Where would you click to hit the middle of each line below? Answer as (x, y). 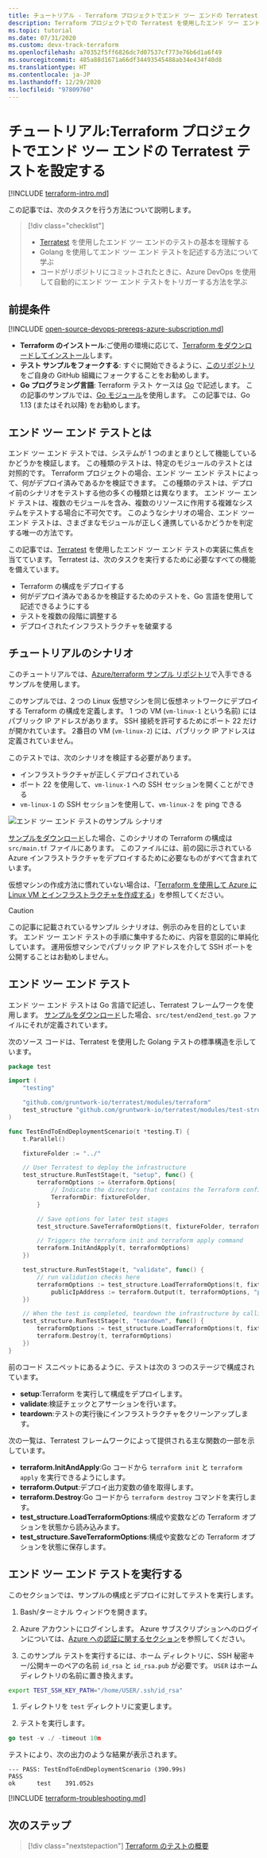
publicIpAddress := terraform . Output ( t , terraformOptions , (150, 1292)
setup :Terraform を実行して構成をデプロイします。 (103, 1393)
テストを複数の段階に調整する (68, 616)
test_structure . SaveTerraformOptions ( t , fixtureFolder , (131, 1226)
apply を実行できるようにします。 (74, 1477)
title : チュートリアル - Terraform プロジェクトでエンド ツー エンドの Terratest (133, 15)
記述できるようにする (54, 606)
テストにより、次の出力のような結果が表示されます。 (95, 1755)
